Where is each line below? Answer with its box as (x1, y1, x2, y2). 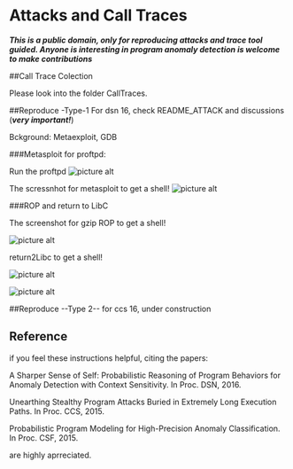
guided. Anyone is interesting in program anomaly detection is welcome (9, 43, 281, 54)
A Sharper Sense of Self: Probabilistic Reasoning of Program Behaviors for (9, 370, 281, 380)
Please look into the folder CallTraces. (9, 88, 148, 98)
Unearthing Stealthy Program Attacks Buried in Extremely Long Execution (9, 396, 277, 407)
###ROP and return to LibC (9, 200, 109, 211)
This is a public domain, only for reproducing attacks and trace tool (9, 35, 263, 45)
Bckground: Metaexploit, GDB (9, 131, 118, 142)
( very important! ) (9, 114, 74, 125)
